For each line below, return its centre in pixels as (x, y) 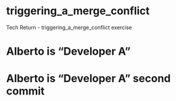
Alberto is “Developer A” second (89, 79)
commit (25, 91)
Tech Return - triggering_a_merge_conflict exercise (69, 27)
